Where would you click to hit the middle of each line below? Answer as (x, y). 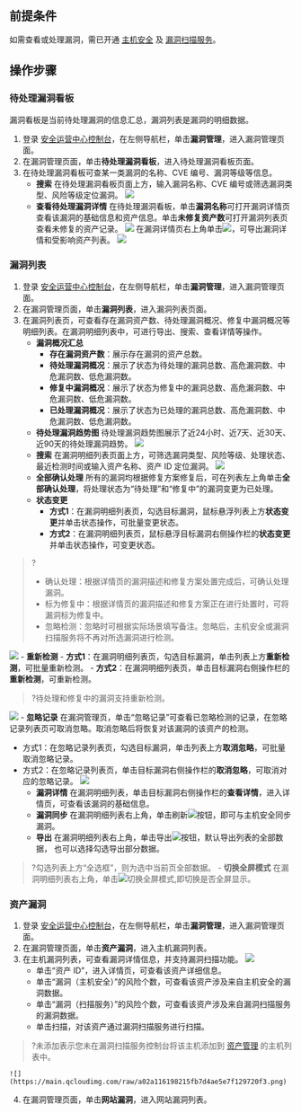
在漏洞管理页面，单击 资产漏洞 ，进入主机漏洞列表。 (117, 948)
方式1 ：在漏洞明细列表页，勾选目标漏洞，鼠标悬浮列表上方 (157, 511)
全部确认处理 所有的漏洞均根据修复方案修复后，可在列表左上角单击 (159, 477)
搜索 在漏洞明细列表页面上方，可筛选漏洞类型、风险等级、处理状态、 (163, 455)
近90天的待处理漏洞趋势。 (84, 444)
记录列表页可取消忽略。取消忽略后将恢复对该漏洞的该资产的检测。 (131, 728)
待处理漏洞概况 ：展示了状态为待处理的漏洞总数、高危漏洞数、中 (167, 365)
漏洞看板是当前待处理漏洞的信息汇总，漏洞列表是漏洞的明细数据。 (131, 119)
